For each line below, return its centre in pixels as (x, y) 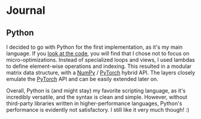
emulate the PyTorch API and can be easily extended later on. (82, 79)
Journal (26, 11)
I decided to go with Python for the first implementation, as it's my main (94, 47)
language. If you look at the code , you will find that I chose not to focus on (98, 53)
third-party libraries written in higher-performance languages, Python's (94, 103)
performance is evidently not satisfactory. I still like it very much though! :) (98, 110)
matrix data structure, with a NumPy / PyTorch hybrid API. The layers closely (101, 72)
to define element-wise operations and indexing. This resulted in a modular (99, 66)
